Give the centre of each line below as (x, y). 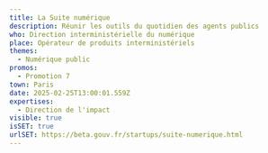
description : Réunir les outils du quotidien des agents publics (134, 26)
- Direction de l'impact (64, 110)
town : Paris (31, 85)
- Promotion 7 (44, 76)
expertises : (31, 101)
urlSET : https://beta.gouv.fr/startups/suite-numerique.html (126, 135)
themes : (24, 51)
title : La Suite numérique (60, 18)
